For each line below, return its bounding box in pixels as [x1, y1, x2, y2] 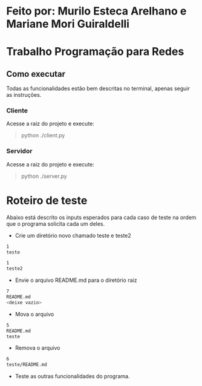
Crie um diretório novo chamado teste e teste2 [15, 232, 131, 239]
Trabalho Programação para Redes [6, 45, 184, 59]
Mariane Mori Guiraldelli [6, 17, 130, 31]
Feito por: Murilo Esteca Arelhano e [6, 4, 187, 18]
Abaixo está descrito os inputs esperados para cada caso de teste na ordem [6, 214, 197, 221]
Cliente [6, 106, 28, 115]
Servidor [6, 147, 33, 155]
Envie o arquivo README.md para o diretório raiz [15, 276, 137, 284]
